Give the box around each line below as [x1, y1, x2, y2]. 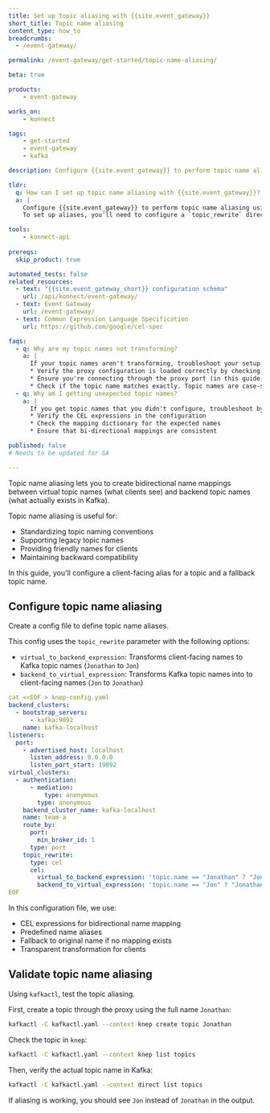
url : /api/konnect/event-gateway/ [22, 293, 138, 301]
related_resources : [8, 277, 74, 286]
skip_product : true [15, 255, 81, 264]
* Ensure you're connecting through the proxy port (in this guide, [29, 375, 264, 383]
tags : [8, 130, 27, 138]
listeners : [8, 731, 45, 739]
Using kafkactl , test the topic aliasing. [8, 989, 135, 999]
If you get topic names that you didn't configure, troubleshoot [29, 405, 253, 413]
